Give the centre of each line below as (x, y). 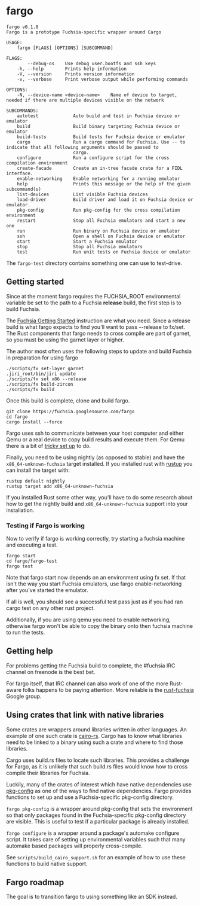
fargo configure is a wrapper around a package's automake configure (93, 833)
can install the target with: (38, 470)
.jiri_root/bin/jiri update (41, 374)
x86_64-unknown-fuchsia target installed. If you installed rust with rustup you (99, 463)
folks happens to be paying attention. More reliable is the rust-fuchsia (108, 690)
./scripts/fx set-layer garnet (45, 368)
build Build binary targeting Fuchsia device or (99, 126)
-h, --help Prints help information (72, 69)
